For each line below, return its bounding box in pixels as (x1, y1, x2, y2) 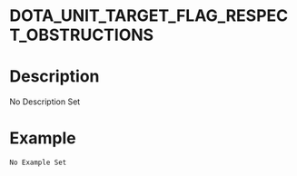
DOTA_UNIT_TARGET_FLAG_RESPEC (9, 5, 289, 26)
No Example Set (9, 158, 67, 168)
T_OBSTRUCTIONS (9, 24, 154, 45)
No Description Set (9, 96, 81, 107)
